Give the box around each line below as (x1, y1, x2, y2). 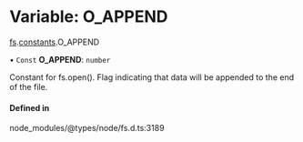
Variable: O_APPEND (9, 6, 168, 27)
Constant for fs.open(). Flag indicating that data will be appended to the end (9, 71, 295, 83)
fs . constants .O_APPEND (9, 36, 100, 47)
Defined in (9, 102, 50, 113)
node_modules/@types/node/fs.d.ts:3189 (9, 123, 166, 134)
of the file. (9, 81, 48, 92)
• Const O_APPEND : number (9, 54, 111, 65)
